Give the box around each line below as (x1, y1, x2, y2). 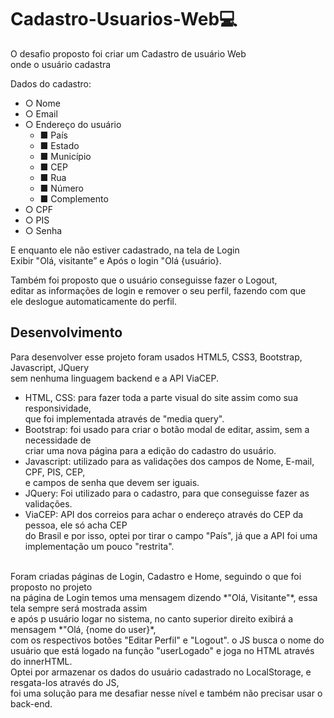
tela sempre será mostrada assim (10, 602, 148, 614)
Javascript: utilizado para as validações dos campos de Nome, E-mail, (24, 455, 315, 467)
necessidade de (24, 434, 92, 446)
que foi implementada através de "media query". (24, 412, 225, 425)
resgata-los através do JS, (10, 676, 120, 688)
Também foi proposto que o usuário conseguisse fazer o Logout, (10, 274, 278, 286)
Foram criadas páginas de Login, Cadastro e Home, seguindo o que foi (10, 570, 302, 582)
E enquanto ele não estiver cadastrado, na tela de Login (10, 244, 240, 256)
